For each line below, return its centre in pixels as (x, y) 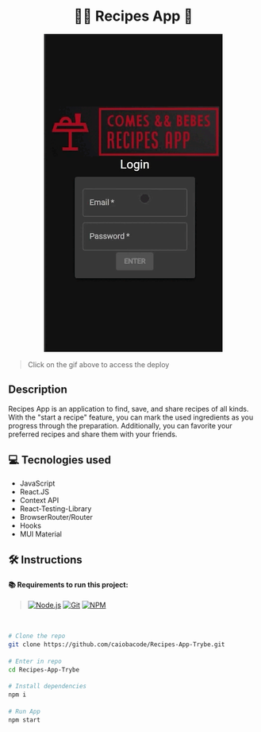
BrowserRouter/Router (56, 517)
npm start (25, 720)
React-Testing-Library (56, 509)
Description (38, 390)
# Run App (25, 712)
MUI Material (40, 534)
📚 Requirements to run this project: (68, 584)
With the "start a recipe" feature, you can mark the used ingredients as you (131, 417)
